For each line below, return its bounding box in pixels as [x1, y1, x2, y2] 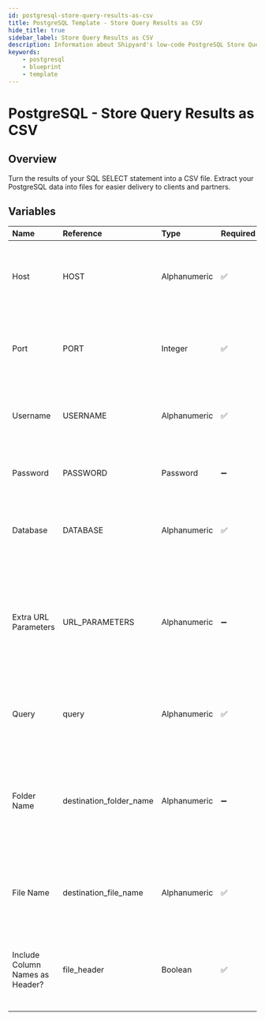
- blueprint [22, 63, 62, 71]
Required [220, 228, 256, 239]
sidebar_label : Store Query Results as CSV [8, 33, 154, 42]
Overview [8, 152, 58, 166]
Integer [161, 343, 188, 354]
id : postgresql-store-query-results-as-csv [8, 11, 154, 20]
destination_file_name [62, 887, 144, 898]
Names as [12, 969, 50, 980]
